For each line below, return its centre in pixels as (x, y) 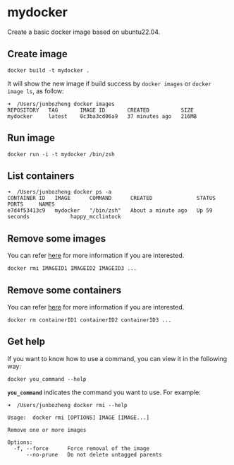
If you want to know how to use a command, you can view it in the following (117, 358)
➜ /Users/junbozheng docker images (61, 104)
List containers (41, 176)
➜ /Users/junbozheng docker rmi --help (68, 405)
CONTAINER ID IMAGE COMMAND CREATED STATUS (112, 199)
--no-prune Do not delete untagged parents (94, 454)
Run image (31, 138)
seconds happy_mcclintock (64, 217)
